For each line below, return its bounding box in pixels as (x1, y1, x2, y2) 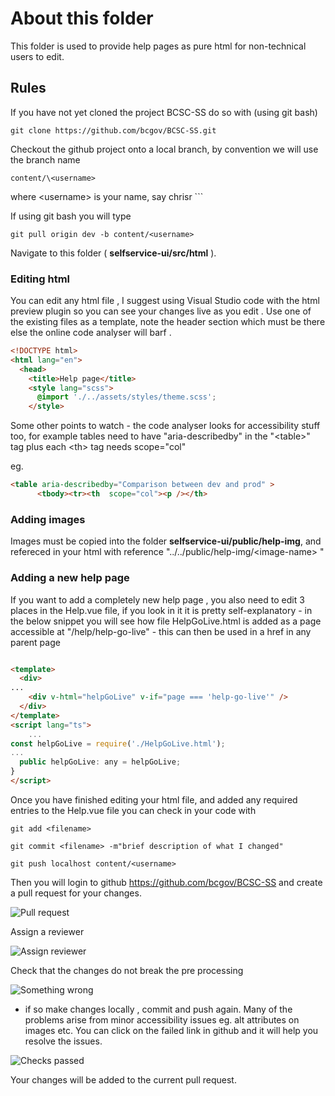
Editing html (10, 272, 71, 286)
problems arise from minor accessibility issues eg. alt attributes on (24, 1013, 300, 1026)
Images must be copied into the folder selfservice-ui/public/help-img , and (10, 535, 322, 547)
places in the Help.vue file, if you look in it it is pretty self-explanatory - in (10, 604, 313, 616)
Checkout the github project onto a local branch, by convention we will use (10, 143, 319, 155)
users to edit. (10, 50, 65, 62)
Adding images (10, 512, 86, 526)
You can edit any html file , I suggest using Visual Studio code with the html (10, 295, 320, 307)
